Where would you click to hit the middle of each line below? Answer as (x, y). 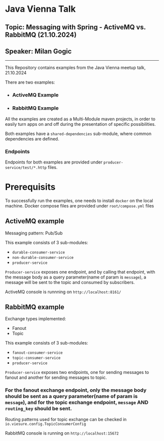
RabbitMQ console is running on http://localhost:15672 (62, 433)
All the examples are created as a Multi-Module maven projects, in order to (80, 119)
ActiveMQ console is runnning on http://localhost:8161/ (63, 292)
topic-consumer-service (36, 358)
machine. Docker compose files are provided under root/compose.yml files (80, 206)
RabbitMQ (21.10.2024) (41, 35)
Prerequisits (30, 187)
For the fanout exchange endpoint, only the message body (76, 390)
